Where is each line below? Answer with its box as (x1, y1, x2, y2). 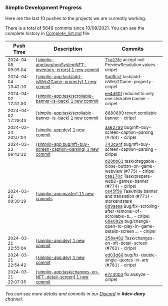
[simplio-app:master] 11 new (35, 191, 94, 197)
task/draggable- (124, 158, 157, 164)
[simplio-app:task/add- (35, 74, 83, 80)
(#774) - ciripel (104, 183, 136, 189)
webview (104, 168, 122, 174)
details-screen (104, 228, 134, 234)
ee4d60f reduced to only (104, 91, 154, 97)
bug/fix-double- (124, 252, 157, 258)
